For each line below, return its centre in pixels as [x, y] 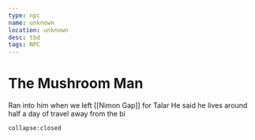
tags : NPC [24, 45]
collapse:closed [35, 128]
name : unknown [32, 23]
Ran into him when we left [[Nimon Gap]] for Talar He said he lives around [128, 105]
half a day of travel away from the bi [67, 114]
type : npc [24, 15]
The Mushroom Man [76, 84]
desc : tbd [24, 37]
